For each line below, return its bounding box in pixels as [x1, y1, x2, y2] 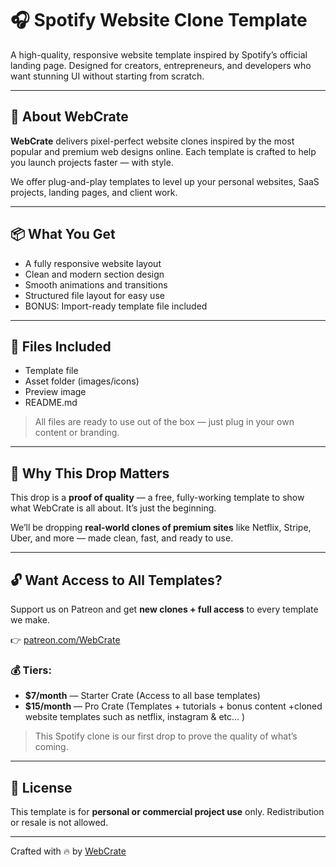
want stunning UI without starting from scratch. [10, 70, 205, 82]
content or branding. [34, 427, 120, 439]
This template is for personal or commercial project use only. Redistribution [10, 806, 325, 818]
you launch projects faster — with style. [10, 156, 174, 168]
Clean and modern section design [24, 268, 165, 280]
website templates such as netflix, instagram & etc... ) [24, 711, 246, 723]
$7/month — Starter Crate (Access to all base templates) [24, 690, 261, 702]
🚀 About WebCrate [10, 108, 129, 126]
